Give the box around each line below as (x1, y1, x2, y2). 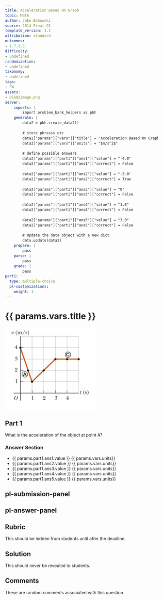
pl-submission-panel (5, 490, 70, 498)
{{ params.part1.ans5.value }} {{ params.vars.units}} (12, 476, 116, 482)
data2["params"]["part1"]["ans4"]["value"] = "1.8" (22, 202, 130, 207)
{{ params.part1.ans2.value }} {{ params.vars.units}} (12, 460, 116, 466)
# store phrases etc (22, 130, 64, 135)
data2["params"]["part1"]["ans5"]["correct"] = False (22, 223, 133, 227)
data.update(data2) (22, 238, 62, 243)
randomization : (5, 59, 36, 64)
